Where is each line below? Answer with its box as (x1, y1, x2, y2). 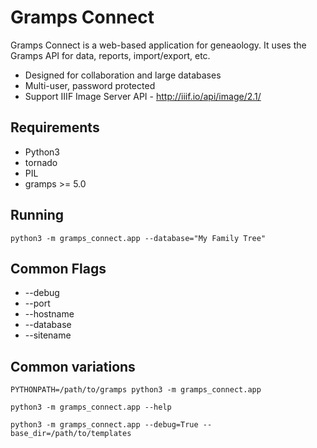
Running (10, 207, 65, 224)
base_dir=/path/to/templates (10, 429, 132, 439)
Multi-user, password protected (24, 79, 156, 91)
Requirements (10, 119, 100, 136)
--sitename (24, 329, 72, 341)
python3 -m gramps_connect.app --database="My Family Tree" (10, 233, 267, 243)
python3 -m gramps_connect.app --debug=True (10, 420, 199, 430)
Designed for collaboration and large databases (24, 69, 222, 81)
